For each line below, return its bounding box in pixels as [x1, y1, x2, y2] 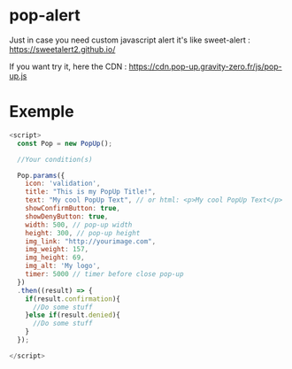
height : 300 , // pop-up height [25, 228, 141, 237]
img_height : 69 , [25, 253, 86, 262]
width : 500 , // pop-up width [25, 220, 133, 229]
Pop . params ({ [17, 171, 65, 180]
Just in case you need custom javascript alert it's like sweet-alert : [9, 35, 250, 45]
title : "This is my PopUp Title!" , [25, 188, 157, 196]
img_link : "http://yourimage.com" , [25, 236, 157, 246]
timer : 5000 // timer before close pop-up [25, 270, 184, 279]
